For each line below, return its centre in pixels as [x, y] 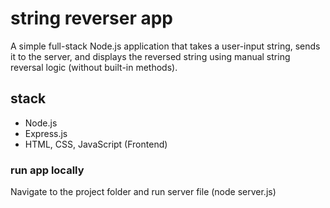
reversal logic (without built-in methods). [94, 67]
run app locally [47, 170]
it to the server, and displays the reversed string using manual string [150, 56]
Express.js [46, 133]
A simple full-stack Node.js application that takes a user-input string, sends [165, 46]
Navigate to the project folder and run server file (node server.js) [143, 192]
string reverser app [92, 18]
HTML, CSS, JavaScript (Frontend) [96, 144]
